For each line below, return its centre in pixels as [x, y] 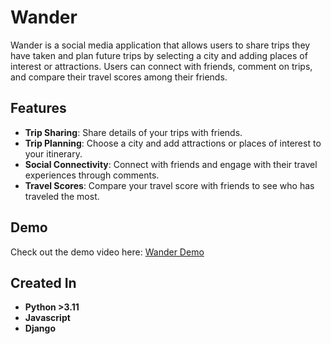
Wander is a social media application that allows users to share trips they [160, 45]
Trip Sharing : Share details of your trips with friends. [133, 132]
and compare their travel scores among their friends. [119, 77]
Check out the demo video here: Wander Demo [107, 252]
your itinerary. [53, 153]
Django [40, 328]
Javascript [47, 318]
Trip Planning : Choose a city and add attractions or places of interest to [173, 143]
